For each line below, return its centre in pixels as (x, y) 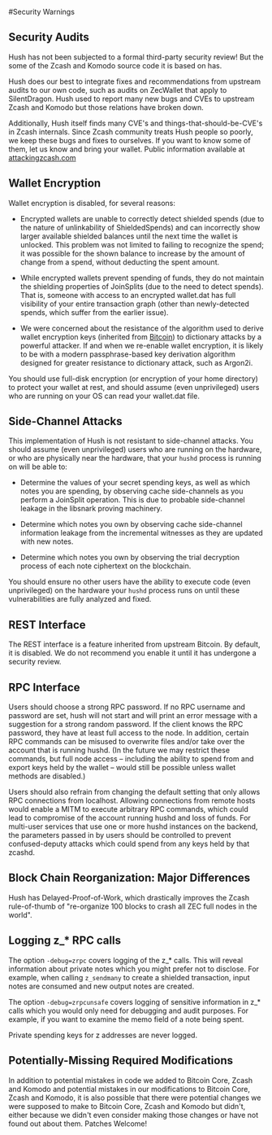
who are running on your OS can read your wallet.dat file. (104, 396)
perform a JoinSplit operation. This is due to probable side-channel (132, 500)
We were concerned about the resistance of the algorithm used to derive (142, 328)
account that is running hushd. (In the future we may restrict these (119, 750)
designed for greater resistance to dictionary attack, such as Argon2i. (136, 362)
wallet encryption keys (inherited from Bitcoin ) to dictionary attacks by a (141, 336)
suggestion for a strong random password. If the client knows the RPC (126, 725)
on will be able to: (38, 467)
